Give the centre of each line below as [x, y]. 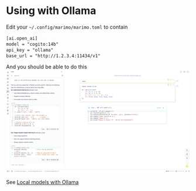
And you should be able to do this [47, 67]
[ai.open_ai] [22, 38]
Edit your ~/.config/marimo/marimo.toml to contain [67, 27]
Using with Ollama [51, 11]
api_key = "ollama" [30, 50]
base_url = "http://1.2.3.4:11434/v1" [53, 56]
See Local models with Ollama [42, 182]
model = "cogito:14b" [32, 44]
